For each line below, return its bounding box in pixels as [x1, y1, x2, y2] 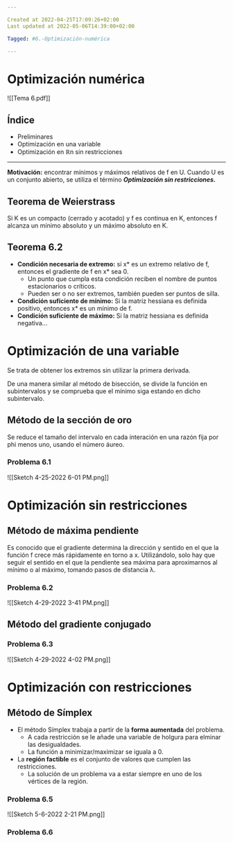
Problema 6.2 [7, 583, 53, 592]
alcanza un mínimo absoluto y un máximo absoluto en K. [7, 221, 169, 230]
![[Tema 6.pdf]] [7, 94, 51, 103]
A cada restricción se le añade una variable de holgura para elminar [27, 732, 221, 741]
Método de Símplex [7, 707, 93, 719]
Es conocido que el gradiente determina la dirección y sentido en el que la [7, 543, 219, 551]
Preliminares [17, 132, 53, 141]
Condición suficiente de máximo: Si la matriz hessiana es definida [17, 311, 209, 320]
